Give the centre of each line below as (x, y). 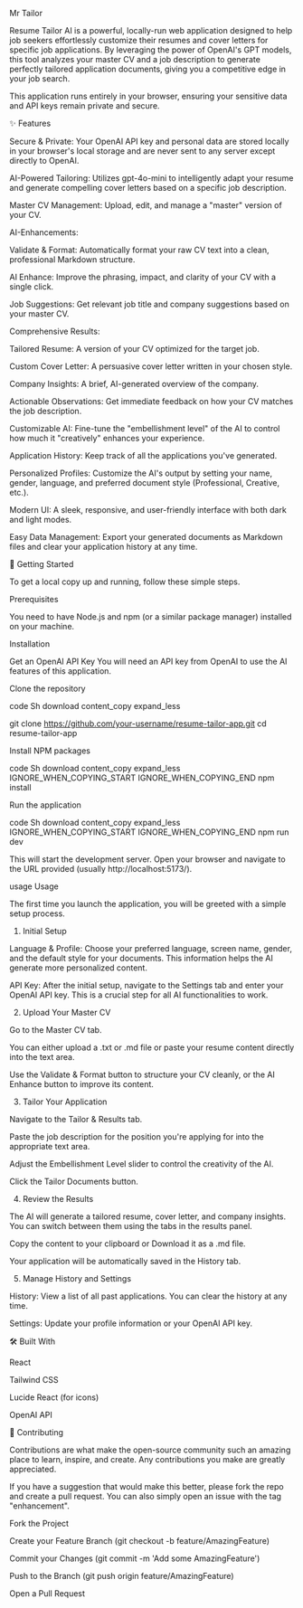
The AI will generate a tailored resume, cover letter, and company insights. (148, 1216)
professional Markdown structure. (72, 260)
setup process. (37, 913)
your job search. (40, 79)
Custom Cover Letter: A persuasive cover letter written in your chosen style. (151, 366)
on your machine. (42, 626)
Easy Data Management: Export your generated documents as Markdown (146, 537)
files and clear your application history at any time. (104, 547)
